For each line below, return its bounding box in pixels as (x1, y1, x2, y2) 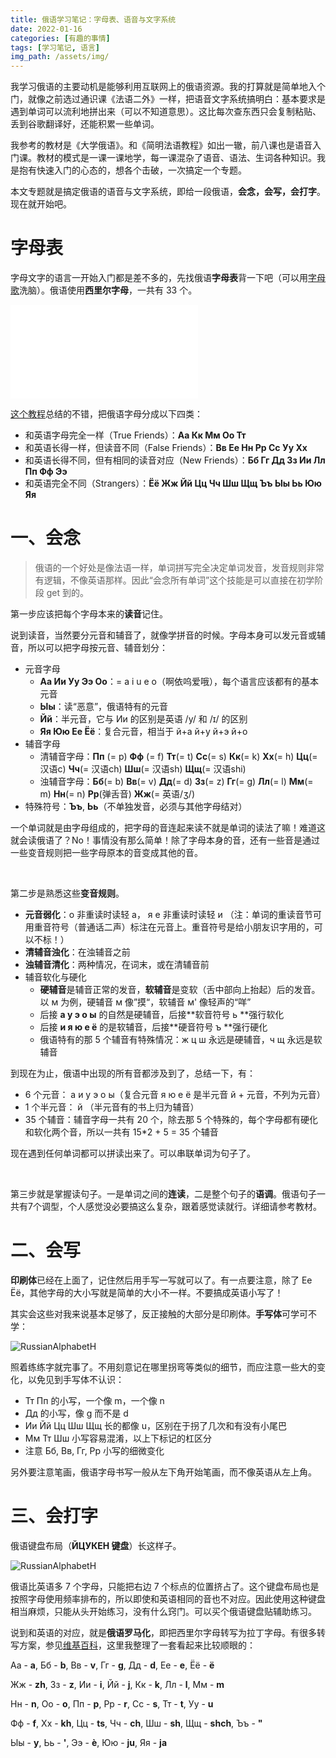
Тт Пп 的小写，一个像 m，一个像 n (24, 1394, 165, 1406)
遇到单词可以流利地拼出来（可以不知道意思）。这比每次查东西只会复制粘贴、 (10, 106, 322, 118)
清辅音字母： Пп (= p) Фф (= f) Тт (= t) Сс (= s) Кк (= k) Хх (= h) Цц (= (39, 751, 318, 762)
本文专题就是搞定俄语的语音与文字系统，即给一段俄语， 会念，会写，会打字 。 (10, 186, 326, 198)
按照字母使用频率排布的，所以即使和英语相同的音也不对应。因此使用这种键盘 (10, 1592, 326, 1605)
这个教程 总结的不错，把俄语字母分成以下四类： (10, 408, 203, 420)
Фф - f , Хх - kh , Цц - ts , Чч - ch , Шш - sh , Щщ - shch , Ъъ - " (10, 1717, 263, 1729)
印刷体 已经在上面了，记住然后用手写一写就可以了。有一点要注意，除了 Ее (10, 1274, 313, 1286)
